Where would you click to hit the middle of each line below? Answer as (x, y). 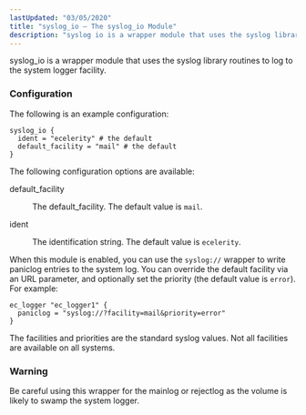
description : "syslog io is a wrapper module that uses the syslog (140, 35)
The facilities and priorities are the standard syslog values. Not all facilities (149, 338)
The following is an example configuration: (89, 114)
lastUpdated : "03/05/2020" (61, 18)
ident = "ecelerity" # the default (85, 138)
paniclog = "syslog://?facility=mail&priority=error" (122, 313)
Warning (29, 371)
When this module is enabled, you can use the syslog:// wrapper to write (148, 259)
